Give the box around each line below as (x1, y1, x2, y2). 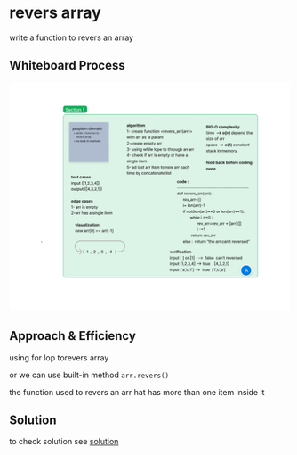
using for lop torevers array (9, 352, 109, 363)
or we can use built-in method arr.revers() (9, 369, 170, 380)
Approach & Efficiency (9, 328, 136, 343)
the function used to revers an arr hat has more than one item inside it (9, 386, 265, 397)
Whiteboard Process (9, 58, 126, 73)
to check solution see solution (9, 436, 119, 447)
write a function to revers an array (9, 32, 134, 43)
